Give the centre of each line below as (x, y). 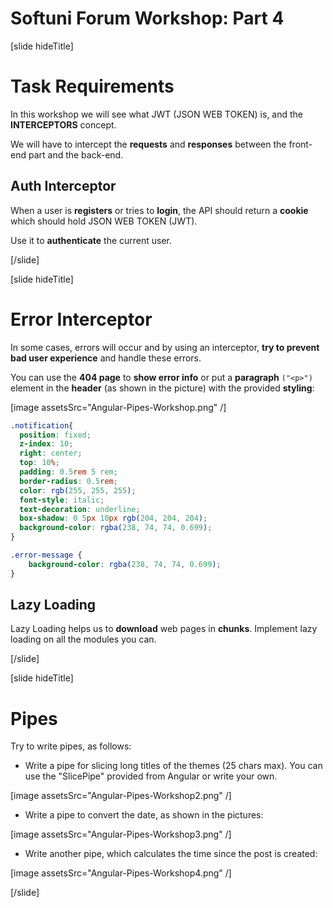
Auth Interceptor (63, 186)
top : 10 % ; (39, 463)
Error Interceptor (81, 319)
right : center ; (51, 453)
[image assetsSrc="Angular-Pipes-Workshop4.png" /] (121, 873)
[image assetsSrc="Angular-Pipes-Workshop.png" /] (118, 407)
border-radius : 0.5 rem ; (68, 481)
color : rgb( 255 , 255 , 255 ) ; (78, 490)
